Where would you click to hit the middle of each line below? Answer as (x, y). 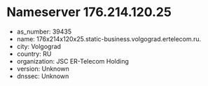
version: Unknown (43, 69)
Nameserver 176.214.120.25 (89, 12)
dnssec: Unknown (43, 76)
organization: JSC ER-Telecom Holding (72, 61)
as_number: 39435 (44, 31)
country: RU (34, 54)
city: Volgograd (39, 46)
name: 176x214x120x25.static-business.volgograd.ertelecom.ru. (109, 38)
